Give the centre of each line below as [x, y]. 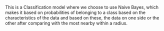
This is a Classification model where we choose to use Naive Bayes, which [82, 7]
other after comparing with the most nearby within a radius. [66, 23]
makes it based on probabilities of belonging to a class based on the [75, 12]
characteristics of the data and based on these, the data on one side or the [82, 18]
